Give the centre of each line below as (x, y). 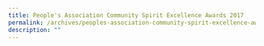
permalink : (26, 23)
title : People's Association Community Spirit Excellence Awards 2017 (126, 15)
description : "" (35, 30)
